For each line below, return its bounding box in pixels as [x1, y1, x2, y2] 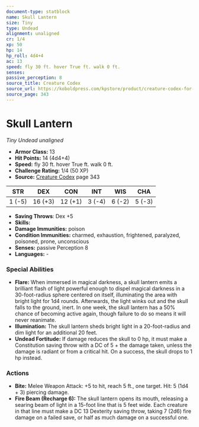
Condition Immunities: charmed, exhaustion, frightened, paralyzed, [14, 231, 181, 238]
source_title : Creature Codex [6, 81, 81, 87]
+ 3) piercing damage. [14, 389, 69, 396]
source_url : [6, 86, 36, 92]
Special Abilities [6, 265, 54, 273]
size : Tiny [6, 20, 33, 26]
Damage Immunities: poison [14, 225, 85, 232]
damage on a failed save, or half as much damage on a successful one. [14, 414, 189, 421]
